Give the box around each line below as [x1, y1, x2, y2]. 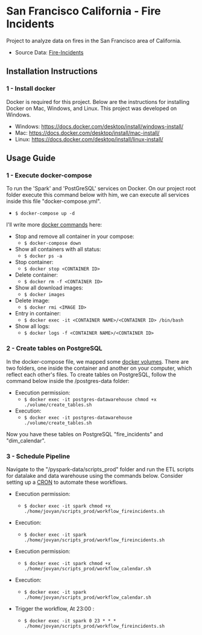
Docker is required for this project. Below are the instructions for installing [6, 98, 190, 105]
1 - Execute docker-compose [6, 171, 92, 179]
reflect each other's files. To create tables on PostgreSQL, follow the [6, 370, 177, 378]
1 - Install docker [6, 85, 56, 93]
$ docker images [24, 292, 65, 298]
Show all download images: [14, 284, 83, 291]
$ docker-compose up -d [14, 210, 75, 217]
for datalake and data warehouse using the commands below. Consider [6, 472, 183, 479]
